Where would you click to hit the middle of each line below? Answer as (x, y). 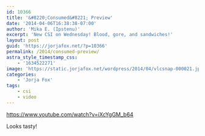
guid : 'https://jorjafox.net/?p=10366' (57, 46)
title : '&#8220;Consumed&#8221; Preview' (60, 18)
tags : (13, 86)
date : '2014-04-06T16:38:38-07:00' (52, 23)
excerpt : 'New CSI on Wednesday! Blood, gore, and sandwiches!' (90, 35)
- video (27, 97)
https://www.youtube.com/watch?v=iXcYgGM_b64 (70, 114)
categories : (21, 74)
